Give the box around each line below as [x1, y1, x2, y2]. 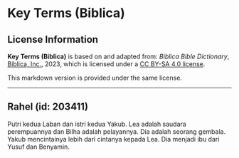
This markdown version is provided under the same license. [7, 73, 183, 82]
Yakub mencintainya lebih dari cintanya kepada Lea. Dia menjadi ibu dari [7, 135, 220, 143]
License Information [7, 33, 98, 46]
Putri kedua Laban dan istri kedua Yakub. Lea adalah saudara [7, 120, 186, 128]
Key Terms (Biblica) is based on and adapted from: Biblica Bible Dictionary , [7, 52, 230, 60]
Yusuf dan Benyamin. [7, 142, 70, 151]
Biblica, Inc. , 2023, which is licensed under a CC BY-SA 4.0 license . [7, 60, 206, 68]
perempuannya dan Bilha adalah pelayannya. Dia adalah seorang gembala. [7, 127, 226, 136]
